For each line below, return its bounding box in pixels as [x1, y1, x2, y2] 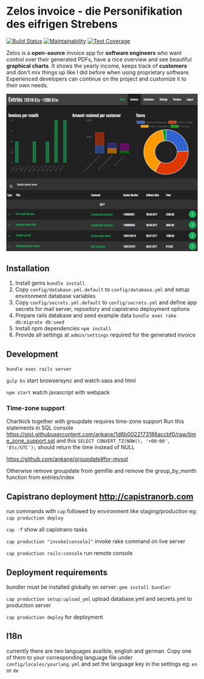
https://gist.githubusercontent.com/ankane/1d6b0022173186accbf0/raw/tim [6, 431, 196, 438]
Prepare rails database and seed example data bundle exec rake [15, 312, 177, 319]
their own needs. [6, 81, 49, 89]
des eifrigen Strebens [6, 17, 118, 31]
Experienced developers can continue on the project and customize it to [6, 75, 187, 82]
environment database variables [15, 293, 96, 300]
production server [6, 602, 52, 609]
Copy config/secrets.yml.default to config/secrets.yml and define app [15, 299, 197, 306]
